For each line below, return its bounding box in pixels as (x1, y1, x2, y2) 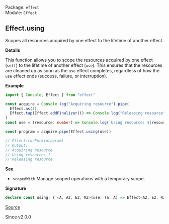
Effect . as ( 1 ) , (10, 106, 39, 111)
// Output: (5, 143, 28, 148)
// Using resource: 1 (5, 152, 51, 157)
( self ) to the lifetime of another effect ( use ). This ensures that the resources (5, 62, 162, 68)
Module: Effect (5, 10, 37, 16)
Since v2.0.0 (5, 214, 31, 220)
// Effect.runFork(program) (5, 138, 64, 143)
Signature (5, 185, 27, 191)
